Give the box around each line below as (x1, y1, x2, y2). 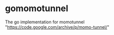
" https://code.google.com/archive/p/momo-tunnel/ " (5, 24, 110, 30)
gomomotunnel (5, 3, 69, 14)
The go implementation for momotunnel (5, 19, 85, 25)
